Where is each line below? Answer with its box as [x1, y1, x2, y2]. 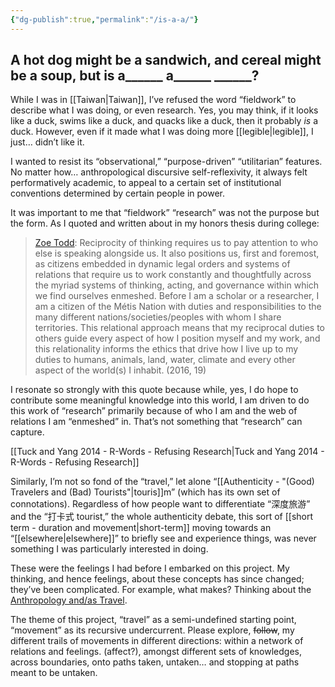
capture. [10, 426, 45, 438]
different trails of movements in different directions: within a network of [10, 635, 304, 647]
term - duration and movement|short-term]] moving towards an [10, 522, 272, 534]
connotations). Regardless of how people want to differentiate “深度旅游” [10, 498, 311, 510]
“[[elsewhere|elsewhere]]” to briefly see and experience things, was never [10, 532, 317, 545]
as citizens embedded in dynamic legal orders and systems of [34, 258, 291, 270]
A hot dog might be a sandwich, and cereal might [10, 52, 322, 69]
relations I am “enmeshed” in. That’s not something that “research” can [10, 416, 303, 428]
